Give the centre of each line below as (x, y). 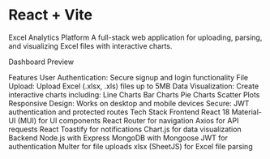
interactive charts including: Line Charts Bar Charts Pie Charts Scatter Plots (134, 94)
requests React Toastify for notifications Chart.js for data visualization (125, 129)
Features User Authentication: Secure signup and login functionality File (129, 77)
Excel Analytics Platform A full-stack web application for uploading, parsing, (135, 37)
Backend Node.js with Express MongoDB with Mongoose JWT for (118, 138)
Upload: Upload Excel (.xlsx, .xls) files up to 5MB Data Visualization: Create (134, 86)
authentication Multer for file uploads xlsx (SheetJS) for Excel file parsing (131, 146)
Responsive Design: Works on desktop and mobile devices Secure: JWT (129, 103)
